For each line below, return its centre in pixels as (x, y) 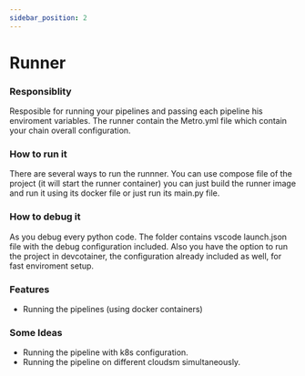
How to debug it (45, 217)
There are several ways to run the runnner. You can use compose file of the (151, 174)
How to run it (38, 154)
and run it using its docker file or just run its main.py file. (115, 193)
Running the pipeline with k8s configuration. (105, 352)
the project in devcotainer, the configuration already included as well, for (146, 256)
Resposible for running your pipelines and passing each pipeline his (136, 111)
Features (30, 290)
